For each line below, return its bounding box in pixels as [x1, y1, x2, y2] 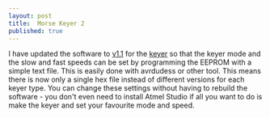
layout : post [8, 11, 53, 20]
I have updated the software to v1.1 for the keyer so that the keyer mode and [8, 49, 261, 59]
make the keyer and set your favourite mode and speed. [8, 100, 196, 110]
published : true [8, 27, 63, 35]
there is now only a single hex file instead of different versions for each [8, 74, 245, 85]
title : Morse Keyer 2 [8, 19, 85, 27]
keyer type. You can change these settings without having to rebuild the [8, 83, 248, 93]
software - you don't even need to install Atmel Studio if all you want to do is [8, 92, 263, 102]
